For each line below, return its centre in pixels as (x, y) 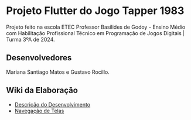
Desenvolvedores (39, 58)
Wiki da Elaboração (42, 90)
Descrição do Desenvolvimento (52, 104)
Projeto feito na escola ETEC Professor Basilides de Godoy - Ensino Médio (96, 27)
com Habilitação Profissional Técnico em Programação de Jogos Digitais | (95, 33)
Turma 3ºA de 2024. (30, 39)
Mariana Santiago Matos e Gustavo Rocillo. (58, 72)
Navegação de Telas (39, 111)
